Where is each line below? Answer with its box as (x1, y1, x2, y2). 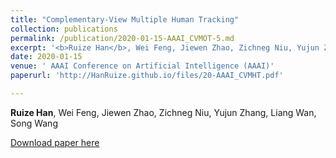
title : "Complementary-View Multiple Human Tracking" (10, 14, 240, 25)
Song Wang (10, 117, 58, 129)
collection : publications (10, 24, 118, 34)
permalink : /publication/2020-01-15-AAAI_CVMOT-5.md (10, 33, 235, 43)
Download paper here (10, 136, 100, 148)
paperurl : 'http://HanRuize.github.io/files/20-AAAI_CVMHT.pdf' (10, 71, 284, 81)
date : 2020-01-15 (10, 52, 83, 62)
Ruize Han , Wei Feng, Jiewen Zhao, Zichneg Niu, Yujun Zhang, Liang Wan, (10, 106, 317, 118)
